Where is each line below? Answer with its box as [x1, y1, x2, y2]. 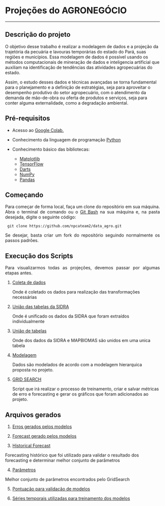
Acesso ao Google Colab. [12, 127, 64, 133]
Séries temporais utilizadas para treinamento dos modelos [12, 496, 130, 501]
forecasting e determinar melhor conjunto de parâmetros [5, 457, 120, 463]
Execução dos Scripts [5, 252, 73, 260]
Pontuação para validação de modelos [12, 486, 90, 492]
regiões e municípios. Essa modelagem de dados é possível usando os [5, 54, 148, 60]
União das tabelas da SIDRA [12, 304, 69, 310]
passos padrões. [5, 238, 39, 243]
